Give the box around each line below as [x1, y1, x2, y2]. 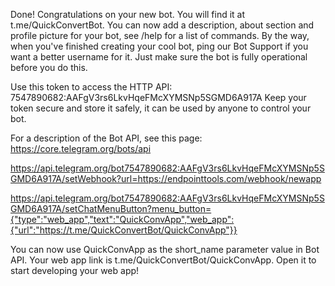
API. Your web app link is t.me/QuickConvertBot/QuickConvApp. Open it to [10, 254, 317, 266]
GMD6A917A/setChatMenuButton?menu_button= [10, 203, 212, 214]
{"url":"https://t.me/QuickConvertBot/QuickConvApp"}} [10, 224, 238, 236]
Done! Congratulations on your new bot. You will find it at [10, 9, 246, 20]
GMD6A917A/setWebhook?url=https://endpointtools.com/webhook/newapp [10, 173, 322, 184]
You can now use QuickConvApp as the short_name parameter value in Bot [10, 244, 320, 255]
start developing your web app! [10, 265, 140, 276]
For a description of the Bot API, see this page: [10, 132, 203, 144]
